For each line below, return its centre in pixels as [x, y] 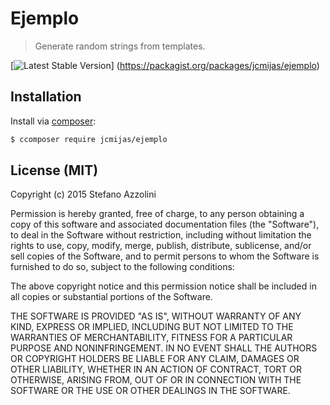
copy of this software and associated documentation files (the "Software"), [165, 224]
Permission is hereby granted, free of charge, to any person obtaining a [157, 214]
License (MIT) [54, 170]
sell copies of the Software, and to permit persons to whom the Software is [165, 256]
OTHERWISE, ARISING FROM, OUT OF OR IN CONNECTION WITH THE [156, 380]
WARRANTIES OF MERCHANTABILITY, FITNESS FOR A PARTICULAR [151, 338]
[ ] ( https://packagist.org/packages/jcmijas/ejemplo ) [165, 65]
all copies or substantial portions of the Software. [111, 297]
